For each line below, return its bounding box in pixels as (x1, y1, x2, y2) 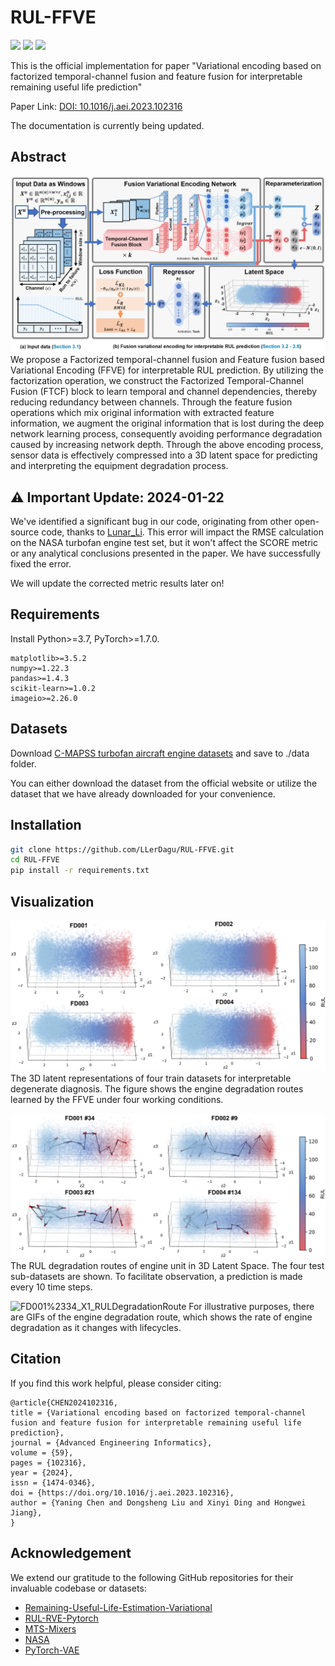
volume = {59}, (10, 1447, 74, 1458)
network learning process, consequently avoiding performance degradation (10, 428, 323, 440)
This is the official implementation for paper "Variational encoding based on (10, 59, 322, 71)
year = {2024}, (10, 1467, 74, 1478)
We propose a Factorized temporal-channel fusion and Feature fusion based (10, 354, 325, 366)
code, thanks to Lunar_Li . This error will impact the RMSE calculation (41, 526, 324, 538)
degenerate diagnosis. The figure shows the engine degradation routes (10, 1082, 304, 1095)
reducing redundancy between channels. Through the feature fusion (10, 396, 293, 408)
